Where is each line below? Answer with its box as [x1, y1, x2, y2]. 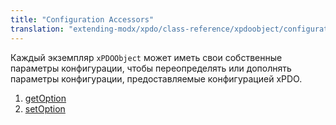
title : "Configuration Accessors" [10, 14, 155, 25]
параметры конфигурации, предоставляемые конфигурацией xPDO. [10, 72, 303, 85]
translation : [10, 24, 65, 34]
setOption [24, 102, 66, 115]
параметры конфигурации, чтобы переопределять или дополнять [10, 62, 292, 74]
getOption [24, 92, 67, 104]
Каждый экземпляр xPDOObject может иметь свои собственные [10, 51, 283, 63]
